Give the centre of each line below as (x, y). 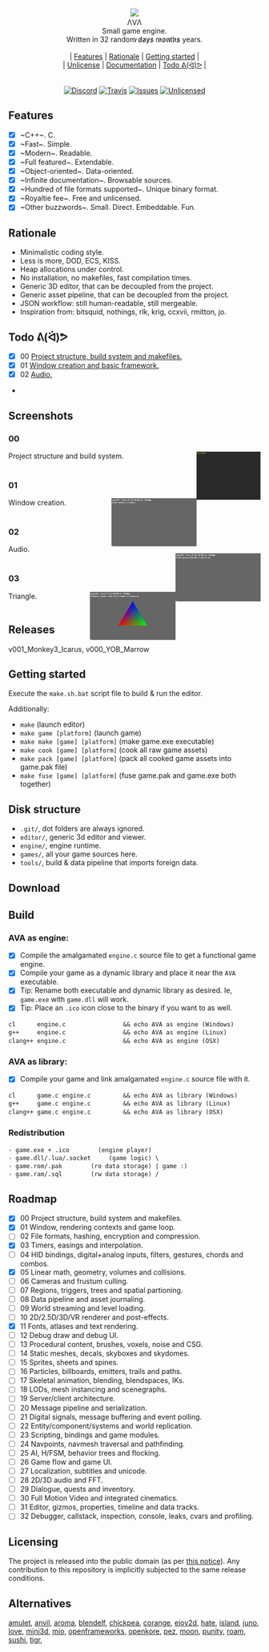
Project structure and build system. (66, 456)
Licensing (33, 1542)
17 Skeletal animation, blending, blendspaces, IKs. (102, 1380)
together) (35, 784)
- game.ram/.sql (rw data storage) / (84, 1175)
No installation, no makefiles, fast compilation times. (106, 278)
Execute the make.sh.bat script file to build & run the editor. (105, 694)
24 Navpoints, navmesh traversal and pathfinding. (102, 1444)
